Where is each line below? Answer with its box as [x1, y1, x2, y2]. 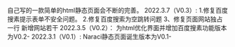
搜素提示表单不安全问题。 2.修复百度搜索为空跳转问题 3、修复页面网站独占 [7, 15, 223, 23]
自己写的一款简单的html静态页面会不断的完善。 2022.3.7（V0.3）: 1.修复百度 [7, 6, 228, 14]
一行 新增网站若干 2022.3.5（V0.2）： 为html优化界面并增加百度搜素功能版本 [7, 24, 227, 32]
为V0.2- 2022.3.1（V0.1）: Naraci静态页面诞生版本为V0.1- [7, 32, 172, 41]
